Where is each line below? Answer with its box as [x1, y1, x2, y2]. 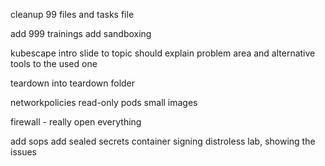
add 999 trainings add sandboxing [10, 28, 152, 39]
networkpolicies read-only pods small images [10, 97, 198, 108]
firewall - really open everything [10, 116, 142, 128]
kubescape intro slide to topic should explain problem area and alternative [10, 47, 316, 59]
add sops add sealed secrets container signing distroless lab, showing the [10, 135, 316, 147]
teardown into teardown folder [10, 77, 136, 89]
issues [10, 146, 37, 158]
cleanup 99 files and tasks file [10, 9, 135, 20]
